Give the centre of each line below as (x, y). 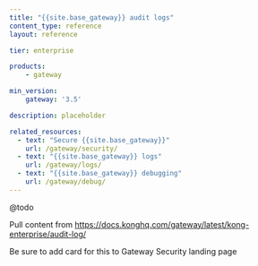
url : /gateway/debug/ (65, 182)
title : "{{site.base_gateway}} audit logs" (92, 17)
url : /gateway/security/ (72, 149)
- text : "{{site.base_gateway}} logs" (90, 157)
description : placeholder (57, 116)
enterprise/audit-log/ (48, 234)
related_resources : (46, 132)
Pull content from (41, 224)
